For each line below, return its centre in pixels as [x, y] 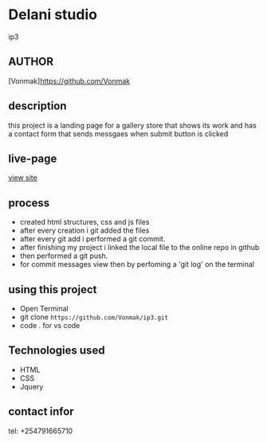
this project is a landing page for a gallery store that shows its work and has [132, 125]
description [37, 106]
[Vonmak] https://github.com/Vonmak [69, 80]
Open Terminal [44, 309]
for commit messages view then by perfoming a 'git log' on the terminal [137, 264]
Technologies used [57, 351]
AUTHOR [31, 62]
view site [23, 178]
